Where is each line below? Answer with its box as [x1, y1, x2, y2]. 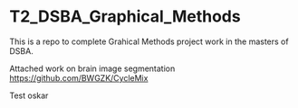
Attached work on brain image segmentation [9, 63, 176, 74]
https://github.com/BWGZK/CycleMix [9, 72, 149, 83]
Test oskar [9, 90, 49, 101]
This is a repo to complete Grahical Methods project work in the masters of [9, 36, 289, 47]
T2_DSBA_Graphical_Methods [9, 6, 242, 27]
